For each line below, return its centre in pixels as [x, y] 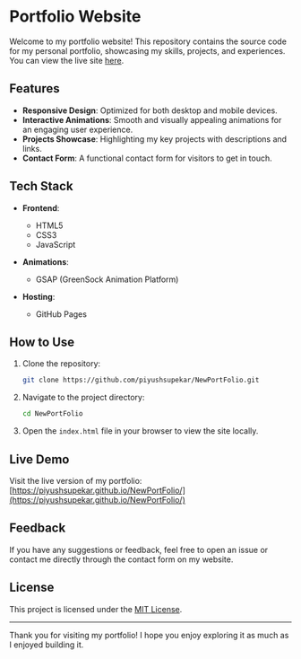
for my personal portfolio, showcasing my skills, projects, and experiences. [147, 50]
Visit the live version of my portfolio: [76, 480]
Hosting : [39, 296]
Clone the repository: [61, 364]
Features [34, 88]
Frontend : [41, 207]
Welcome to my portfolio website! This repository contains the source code [148, 41]
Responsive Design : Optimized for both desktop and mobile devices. [150, 110]
